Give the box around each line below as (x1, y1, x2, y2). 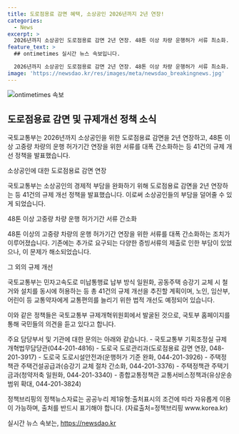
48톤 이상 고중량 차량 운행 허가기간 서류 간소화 (7, 215, 137, 223)
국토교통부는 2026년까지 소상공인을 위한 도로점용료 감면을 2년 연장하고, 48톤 (7, 133, 223, 142)
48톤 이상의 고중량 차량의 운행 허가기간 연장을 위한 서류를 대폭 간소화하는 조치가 (7, 230, 230, 238)
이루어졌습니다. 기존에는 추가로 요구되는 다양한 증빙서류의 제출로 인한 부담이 (7, 238, 219, 247)
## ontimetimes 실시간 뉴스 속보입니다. (14, 51, 121, 58)
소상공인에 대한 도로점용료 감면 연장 (7, 166, 107, 175)
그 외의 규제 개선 (7, 263, 54, 271)
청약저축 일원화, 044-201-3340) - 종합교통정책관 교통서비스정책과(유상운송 (21, 370, 233, 379)
